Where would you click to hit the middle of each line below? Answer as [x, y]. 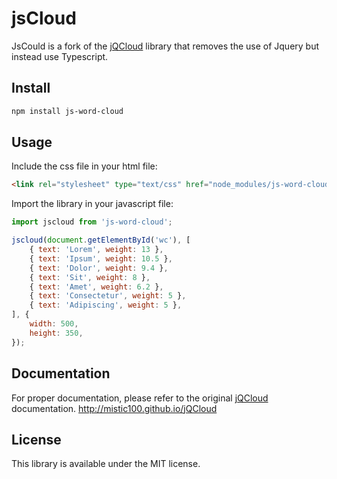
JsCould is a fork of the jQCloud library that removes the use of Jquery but [165, 46]
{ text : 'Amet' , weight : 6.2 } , [96, 287]
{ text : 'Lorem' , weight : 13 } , [96, 250]
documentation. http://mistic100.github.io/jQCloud [114, 408]
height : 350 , [56, 333]
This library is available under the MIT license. [106, 464]
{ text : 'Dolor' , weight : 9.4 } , [99, 268]
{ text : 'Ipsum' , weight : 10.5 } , [101, 258]
